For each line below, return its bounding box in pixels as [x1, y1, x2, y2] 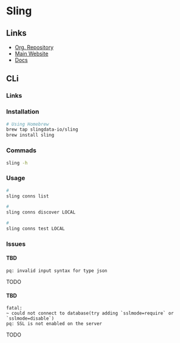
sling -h [6, 160, 28, 166]
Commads [6, 146, 37, 154]
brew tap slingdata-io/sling [6, 126, 78, 132]
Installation [6, 107, 40, 116]
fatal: [6, 305, 23, 311]
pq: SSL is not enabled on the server [6, 321, 102, 327]
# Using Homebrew [6, 121, 49, 127]
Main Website [14, 50, 49, 57]
